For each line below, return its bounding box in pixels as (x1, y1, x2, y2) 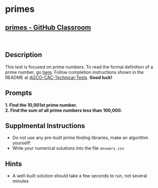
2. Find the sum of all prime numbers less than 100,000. (5, 107, 122, 113)
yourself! (12, 140, 31, 146)
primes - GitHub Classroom (5, 23, 91, 32)
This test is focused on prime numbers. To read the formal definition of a (5, 63, 154, 70)
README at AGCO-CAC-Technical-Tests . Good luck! (5, 74, 112, 80)
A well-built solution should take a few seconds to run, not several (12, 173, 147, 179)
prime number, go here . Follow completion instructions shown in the (5, 69, 144, 75)
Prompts (5, 89, 32, 97)
